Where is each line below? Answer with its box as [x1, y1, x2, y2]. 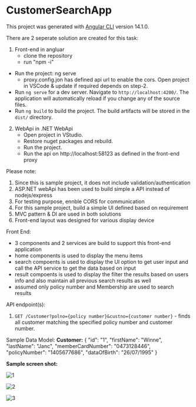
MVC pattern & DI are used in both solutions [14, 210, 122, 217]
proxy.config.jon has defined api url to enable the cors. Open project [23, 76, 190, 83]
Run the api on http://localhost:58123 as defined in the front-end [23, 150, 180, 157]
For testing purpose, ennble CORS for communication [14, 198, 145, 205]
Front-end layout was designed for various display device [14, 216, 155, 224]
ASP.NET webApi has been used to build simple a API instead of [14, 185, 170, 192]
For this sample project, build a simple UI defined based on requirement [14, 204, 188, 211]
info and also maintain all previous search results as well [14, 277, 151, 284]
